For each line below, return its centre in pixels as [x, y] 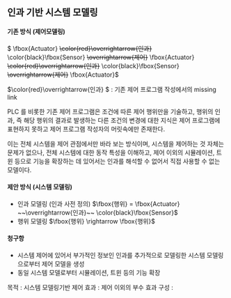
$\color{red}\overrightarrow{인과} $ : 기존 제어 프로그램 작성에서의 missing [112, 89]
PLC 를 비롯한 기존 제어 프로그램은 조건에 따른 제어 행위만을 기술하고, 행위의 [110, 111]
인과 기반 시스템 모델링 [53, 13]
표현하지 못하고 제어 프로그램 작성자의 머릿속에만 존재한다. [86, 129]
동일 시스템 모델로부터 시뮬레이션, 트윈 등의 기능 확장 [89, 273]
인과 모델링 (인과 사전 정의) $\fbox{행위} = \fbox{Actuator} [98, 203]
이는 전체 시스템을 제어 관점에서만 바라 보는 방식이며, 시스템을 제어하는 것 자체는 [116, 143]
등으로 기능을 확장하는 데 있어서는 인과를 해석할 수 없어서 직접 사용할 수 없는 [117, 161]
